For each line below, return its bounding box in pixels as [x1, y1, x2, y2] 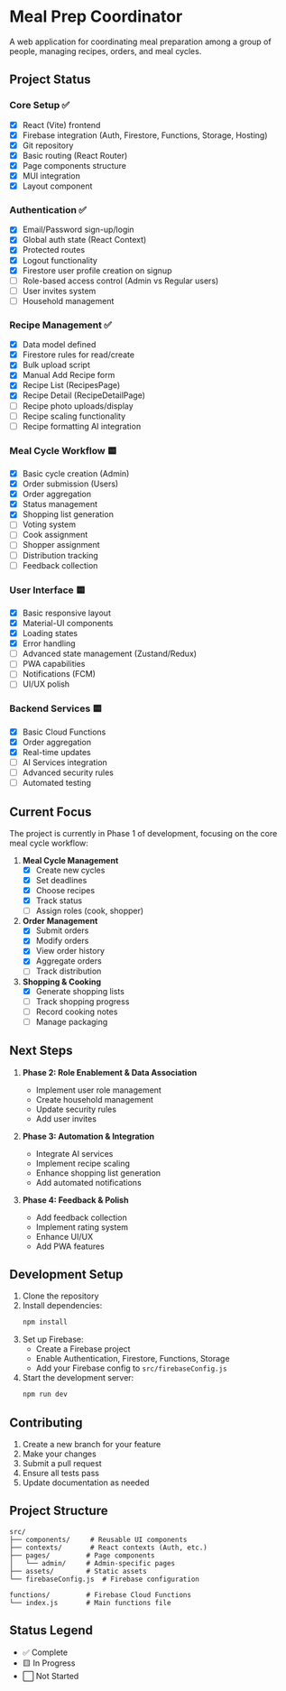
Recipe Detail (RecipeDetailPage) [22, 390, 146, 401]
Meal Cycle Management [22, 855, 119, 865]
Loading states [22, 628, 78, 639]
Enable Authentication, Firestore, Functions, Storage [35, 1354, 230, 1364]
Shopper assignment [22, 540, 101, 550]
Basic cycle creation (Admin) [22, 468, 130, 479]
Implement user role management [35, 1085, 162, 1095]
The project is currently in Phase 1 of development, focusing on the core [9, 827, 278, 838]
